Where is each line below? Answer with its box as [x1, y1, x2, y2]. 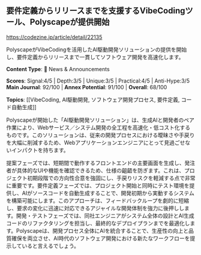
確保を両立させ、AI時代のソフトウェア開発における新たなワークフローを [11, 235, 190, 242]
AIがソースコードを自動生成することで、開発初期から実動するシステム [22, 189, 195, 197]
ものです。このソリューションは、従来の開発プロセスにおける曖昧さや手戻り [6, 131, 195, 139]
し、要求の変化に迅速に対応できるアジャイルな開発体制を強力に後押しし [6, 204, 185, 212]
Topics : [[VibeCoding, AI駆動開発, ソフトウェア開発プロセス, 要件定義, [6, 96, 180, 103]
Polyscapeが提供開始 [29, 17, 110, 27]
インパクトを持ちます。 [11, 146, 69, 154]
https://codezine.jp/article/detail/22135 [6, 33, 103, 40]
